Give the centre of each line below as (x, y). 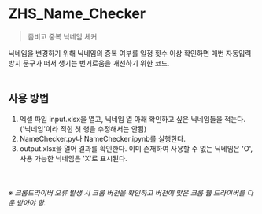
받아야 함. (31, 203)
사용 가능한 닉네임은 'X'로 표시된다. (73, 158)
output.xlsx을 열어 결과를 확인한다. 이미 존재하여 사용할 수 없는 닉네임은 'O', (136, 148)
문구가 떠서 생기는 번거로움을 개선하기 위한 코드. (96, 63)
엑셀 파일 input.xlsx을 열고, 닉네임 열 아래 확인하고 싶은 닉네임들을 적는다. (133, 119)
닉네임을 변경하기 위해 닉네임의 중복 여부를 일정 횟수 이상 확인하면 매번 (116, 53)
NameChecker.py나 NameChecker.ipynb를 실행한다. (103, 138)
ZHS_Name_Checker (77, 14)
